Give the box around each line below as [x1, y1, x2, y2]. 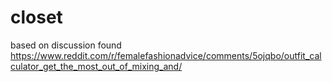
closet [10, 6, 63, 29]
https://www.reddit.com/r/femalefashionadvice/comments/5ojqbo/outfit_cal [10, 49, 322, 61]
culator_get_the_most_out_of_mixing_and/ [10, 60, 183, 72]
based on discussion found [10, 39, 122, 51]
